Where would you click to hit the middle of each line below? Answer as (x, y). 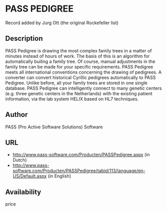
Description (24, 39)
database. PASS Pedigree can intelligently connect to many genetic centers (84, 88)
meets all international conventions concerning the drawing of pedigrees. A (83, 72)
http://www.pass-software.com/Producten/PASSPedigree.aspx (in (81, 155)
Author (16, 115)
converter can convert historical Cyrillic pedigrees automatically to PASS (80, 77)
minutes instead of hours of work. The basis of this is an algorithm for (78, 56)
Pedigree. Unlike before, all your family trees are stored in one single (76, 83)
